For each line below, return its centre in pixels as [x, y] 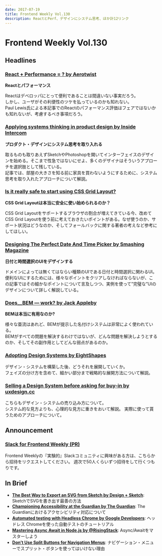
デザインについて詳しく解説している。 [43, 290]
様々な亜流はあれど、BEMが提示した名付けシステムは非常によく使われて [77, 324]
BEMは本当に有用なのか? [30, 314]
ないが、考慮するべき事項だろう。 [52, 114]
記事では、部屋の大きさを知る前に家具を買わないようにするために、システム [81, 172]
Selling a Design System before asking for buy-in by [67, 386]
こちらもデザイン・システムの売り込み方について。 [56, 403]
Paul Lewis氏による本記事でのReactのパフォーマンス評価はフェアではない [79, 108]
